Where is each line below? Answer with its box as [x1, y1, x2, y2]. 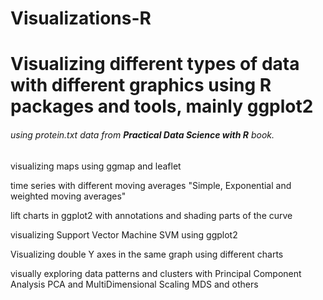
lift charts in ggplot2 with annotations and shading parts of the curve [10, 209, 293, 221]
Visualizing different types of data [10, 53, 300, 76]
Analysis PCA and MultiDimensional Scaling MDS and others [10, 278, 259, 290]
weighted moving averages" [10, 190, 127, 202]
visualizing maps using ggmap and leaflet [10, 160, 182, 172]
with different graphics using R [10, 74, 272, 97]
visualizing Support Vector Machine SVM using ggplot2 [10, 228, 238, 241]
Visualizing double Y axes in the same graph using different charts [10, 248, 284, 260]
